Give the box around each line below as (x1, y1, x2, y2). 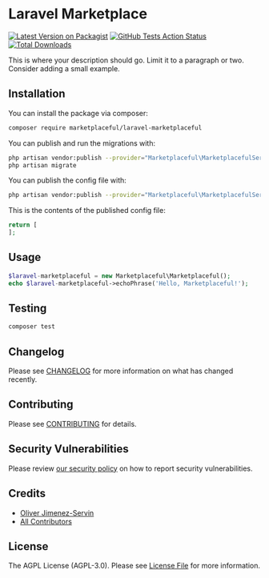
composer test (8, 323, 56, 331)
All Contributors (19, 516, 72, 526)
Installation (8, 87, 66, 101)
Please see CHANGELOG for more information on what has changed (8, 366, 234, 376)
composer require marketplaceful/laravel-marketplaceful (8, 123, 203, 132)
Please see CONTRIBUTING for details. (8, 419, 138, 428)
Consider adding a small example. (8, 63, 120, 73)
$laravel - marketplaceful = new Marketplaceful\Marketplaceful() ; (8, 271, 231, 280)
